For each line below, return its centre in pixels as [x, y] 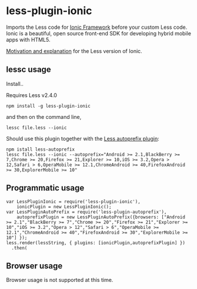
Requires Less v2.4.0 [32, 95]
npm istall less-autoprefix [41, 149]
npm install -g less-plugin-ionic [49, 106]
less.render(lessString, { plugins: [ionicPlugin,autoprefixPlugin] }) [96, 243]
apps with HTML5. [28, 39]
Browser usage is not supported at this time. [60, 280]
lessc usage [29, 70]
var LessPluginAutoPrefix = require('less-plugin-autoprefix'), [86, 212]
